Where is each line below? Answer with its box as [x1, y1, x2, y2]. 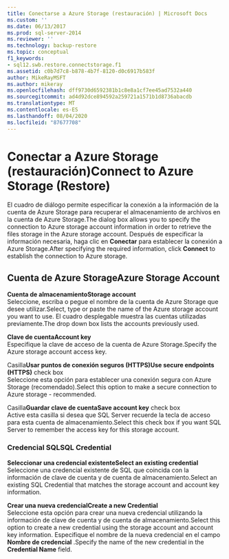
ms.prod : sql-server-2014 [7, 29, 81, 37]
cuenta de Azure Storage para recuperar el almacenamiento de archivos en [7, 208, 221, 216]
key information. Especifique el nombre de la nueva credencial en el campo [7, 530, 221, 538]
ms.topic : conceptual [7, 49, 69, 56]
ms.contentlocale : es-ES [7, 106, 78, 113]
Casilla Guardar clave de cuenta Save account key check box [7, 404, 181, 412]
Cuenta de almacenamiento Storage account [7, 290, 136, 298]
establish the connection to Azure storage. [7, 252, 128, 261]
